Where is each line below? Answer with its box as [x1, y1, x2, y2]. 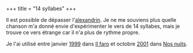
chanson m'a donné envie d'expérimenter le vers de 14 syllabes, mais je [6, 23, 180, 29]
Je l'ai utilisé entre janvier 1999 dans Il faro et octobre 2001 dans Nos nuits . [6, 41, 188, 47]
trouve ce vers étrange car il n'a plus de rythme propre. [6, 29, 140, 36]
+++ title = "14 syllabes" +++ [6, 5, 76, 12]
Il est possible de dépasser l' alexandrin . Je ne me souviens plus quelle [6, 16, 177, 23]
